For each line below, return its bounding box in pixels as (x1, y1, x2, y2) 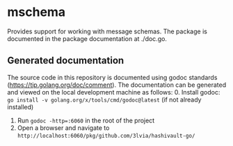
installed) (7, 102, 34, 111)
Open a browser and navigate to (17, 123, 110, 132)
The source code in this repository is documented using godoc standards (7, 73, 218, 81)
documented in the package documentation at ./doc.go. (7, 34, 167, 42)
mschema (7, 4, 66, 20)
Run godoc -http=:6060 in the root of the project (17, 116, 155, 124)
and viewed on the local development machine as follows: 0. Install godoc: (7, 88, 220, 96)
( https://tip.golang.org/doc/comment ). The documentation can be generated (7, 81, 227, 89)
